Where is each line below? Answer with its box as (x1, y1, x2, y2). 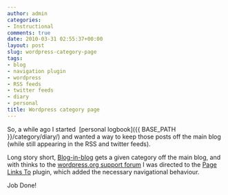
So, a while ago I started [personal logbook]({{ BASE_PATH (7, 125, 176, 133)
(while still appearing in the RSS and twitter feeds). (7, 139, 151, 148)
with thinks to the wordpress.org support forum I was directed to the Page (7, 160, 217, 169)
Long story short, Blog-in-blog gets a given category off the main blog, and (7, 153, 221, 161)
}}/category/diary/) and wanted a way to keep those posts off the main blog (7, 132, 222, 141)
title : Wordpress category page (7, 106, 100, 113)
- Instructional (7, 23, 54, 30)
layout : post (7, 42, 45, 49)
